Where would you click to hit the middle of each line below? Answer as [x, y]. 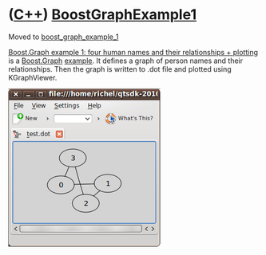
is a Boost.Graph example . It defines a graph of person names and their [126, 61]
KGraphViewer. [33, 77]
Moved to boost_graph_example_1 [64, 37]
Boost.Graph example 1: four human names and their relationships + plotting [133, 52]
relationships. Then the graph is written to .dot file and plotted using [120, 69]
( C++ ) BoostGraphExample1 [103, 15]
